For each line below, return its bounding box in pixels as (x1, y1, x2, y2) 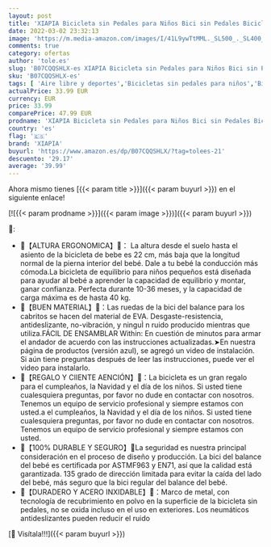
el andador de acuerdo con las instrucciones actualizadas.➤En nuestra (19, 337, 256, 347)
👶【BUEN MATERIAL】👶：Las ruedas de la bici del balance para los (19, 302, 245, 312)
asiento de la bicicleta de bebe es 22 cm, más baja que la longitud (19, 250, 240, 259)
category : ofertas (8, 49, 70, 57)
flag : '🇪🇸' (8, 132, 48, 140)
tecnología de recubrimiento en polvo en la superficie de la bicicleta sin (19, 496, 258, 506)
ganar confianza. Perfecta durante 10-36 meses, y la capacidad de (19, 284, 243, 294)
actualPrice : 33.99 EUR (8, 86, 89, 95)
